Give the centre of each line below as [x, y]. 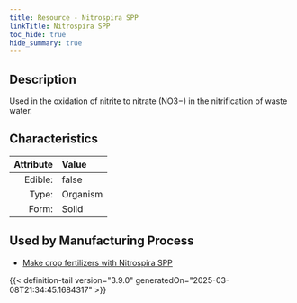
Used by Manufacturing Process [102, 241]
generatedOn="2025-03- [183, 280]
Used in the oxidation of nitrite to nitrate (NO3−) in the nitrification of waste [148, 101]
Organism [82, 194]
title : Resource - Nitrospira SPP [74, 18]
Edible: [39, 179]
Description [43, 79]
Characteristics [54, 139]
